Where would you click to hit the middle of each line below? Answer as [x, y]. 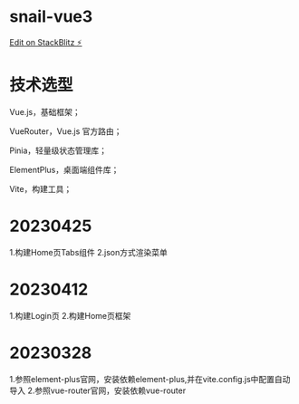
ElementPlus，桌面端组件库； [64, 169]
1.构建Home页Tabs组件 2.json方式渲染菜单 [88, 252]
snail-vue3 [51, 17]
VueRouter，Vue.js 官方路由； [66, 131]
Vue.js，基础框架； [45, 111]
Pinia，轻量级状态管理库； [58, 150]
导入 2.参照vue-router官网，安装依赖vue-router [98, 390]
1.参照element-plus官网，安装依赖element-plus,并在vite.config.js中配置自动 [150, 379]
